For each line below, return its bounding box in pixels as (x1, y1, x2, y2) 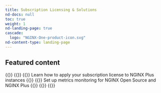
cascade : (5, 30, 23, 35)
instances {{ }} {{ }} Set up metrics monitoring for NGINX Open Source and (5, 77, 156, 83)
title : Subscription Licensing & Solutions (5, 7, 97, 12)
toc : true (5, 16, 26, 21)
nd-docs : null (5, 12, 35, 17)
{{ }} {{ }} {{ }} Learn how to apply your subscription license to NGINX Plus (5, 71, 155, 77)
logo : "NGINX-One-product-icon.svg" (9, 35, 86, 40)
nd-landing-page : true (5, 26, 52, 31)
